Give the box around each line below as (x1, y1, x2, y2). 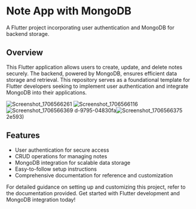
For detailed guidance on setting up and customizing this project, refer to (6, 183, 186, 190)
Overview (6, 48, 44, 58)
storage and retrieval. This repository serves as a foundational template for (6, 76, 191, 83)
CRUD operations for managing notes (14, 152, 108, 159)
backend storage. (6, 30, 50, 37)
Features (6, 130, 40, 141)
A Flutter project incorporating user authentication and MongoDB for (6, 24, 174, 31)
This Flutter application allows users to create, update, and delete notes (6, 63, 183, 70)
